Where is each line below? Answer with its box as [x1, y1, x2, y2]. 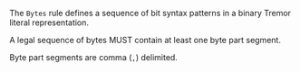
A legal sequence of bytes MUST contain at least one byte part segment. [9, 35, 281, 45]
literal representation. [9, 17, 89, 28]
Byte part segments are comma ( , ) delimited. [9, 52, 179, 62]
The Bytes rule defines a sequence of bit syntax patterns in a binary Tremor [9, 8, 292, 18]
